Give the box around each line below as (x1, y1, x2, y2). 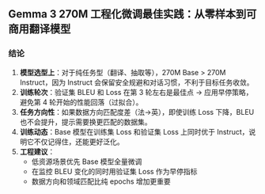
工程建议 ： (19, 146, 55, 156)
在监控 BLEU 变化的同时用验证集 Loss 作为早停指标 (31, 166, 198, 176)
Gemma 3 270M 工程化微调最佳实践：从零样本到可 (8, 7, 257, 21)
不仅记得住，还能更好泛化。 (33, 137, 124, 146)
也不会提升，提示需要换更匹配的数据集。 (19, 117, 152, 127)
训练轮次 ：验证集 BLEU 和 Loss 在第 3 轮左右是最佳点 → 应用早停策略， (19, 87, 253, 97)
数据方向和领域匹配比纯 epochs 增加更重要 (31, 177, 172, 186)
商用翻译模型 (8, 22, 71, 36)
